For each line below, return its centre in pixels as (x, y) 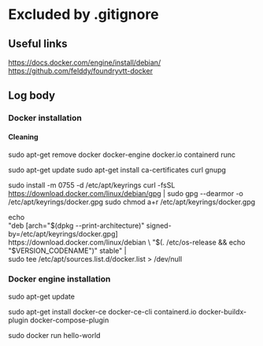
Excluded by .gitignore (83, 15)
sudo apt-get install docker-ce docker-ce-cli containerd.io (102, 311)
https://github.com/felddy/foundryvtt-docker (81, 71)
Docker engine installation (59, 279)
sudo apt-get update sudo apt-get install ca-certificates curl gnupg (117, 169)
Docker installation (45, 118)
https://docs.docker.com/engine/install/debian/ (85, 62)
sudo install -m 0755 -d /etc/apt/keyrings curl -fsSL (92, 185)
